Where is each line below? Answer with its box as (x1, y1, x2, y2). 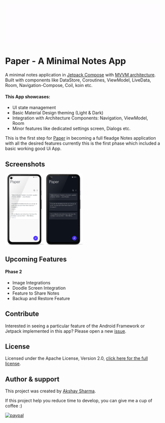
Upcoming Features (5, 255, 67, 263)
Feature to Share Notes (12, 290, 60, 296)
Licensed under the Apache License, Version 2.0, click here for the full (5, 355, 148, 361)
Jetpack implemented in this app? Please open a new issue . (5, 328, 127, 334)
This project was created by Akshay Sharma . (5, 388, 96, 394)
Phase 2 (5, 269, 22, 275)
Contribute (5, 310, 39, 318)
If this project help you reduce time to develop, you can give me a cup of (5, 398, 153, 404)
